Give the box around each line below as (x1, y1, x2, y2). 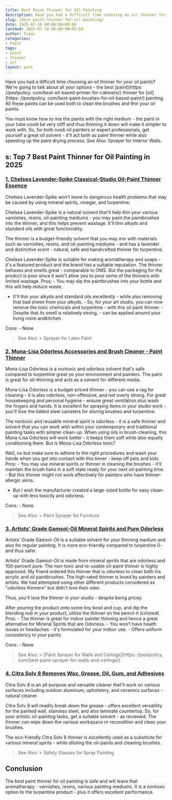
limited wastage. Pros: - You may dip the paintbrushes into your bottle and (5, 278, 162, 284)
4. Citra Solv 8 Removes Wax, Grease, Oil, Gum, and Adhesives (5, 670, 165, 677)
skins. (21, 477, 34, 483)
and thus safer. (5, 548, 37, 554)
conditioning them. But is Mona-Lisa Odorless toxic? (5, 440, 116, 446)
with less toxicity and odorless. (19, 493, 85, 499)
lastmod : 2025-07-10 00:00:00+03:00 (5, 27, 83, 32)
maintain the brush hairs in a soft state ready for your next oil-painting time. (5, 467, 165, 473)
